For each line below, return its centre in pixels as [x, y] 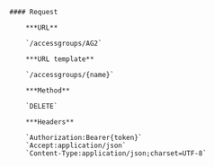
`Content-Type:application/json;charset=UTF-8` [116, 154]
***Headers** [50, 122]
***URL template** [60, 59]
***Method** [48, 91]
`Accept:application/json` [76, 145]
